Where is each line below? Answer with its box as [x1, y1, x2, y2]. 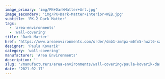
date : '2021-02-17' [5, 67, 45, 72]
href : [5, 39, 16, 44]
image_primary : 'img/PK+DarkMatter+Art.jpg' [5, 7, 98, 12]
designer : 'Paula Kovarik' [5, 44, 60, 49]
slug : [5, 62, 16, 67]
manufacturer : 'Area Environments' [5, 53, 78, 58]
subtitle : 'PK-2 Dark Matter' [5, 16, 67, 21]
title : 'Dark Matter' [5, 35, 50, 40]
